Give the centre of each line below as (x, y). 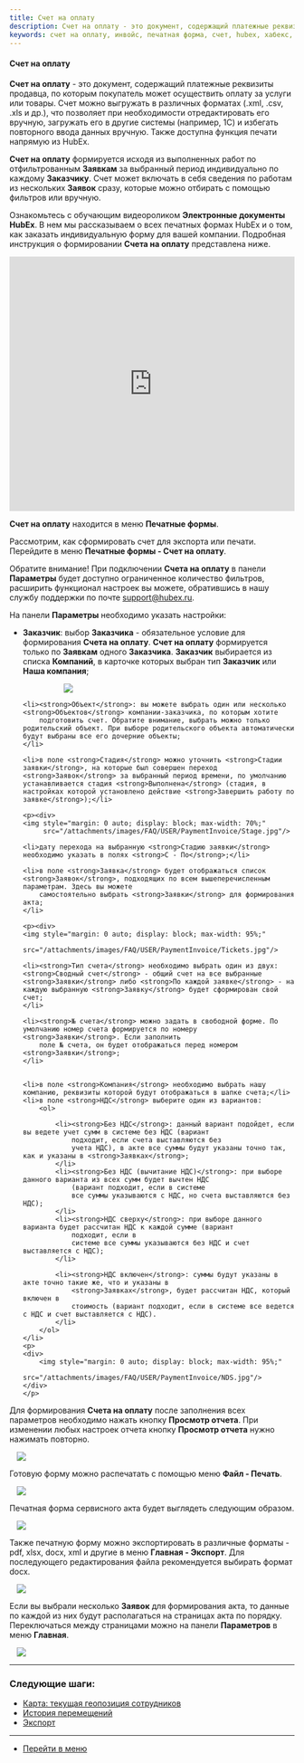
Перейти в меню (55, 1749)
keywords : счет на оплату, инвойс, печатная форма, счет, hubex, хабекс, (152, 34)
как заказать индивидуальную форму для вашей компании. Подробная (148, 234)
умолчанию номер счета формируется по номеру (109, 1029)
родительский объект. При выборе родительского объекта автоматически (158, 728)
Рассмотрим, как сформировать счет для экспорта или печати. (133, 541)
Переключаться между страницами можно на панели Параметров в (143, 1625)
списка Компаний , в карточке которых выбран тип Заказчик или (149, 661)
